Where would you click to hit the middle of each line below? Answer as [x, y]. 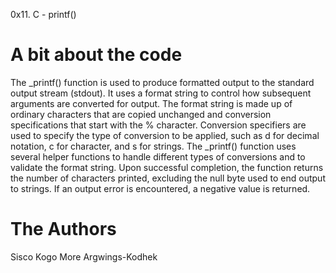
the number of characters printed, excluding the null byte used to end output [168, 178]
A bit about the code [96, 55]
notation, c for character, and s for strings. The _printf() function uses [153, 146]
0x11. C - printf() [43, 14]
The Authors [63, 229]
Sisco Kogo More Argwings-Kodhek [84, 256]
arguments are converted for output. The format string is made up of [151, 103]
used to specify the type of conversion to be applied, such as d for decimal [165, 135]
